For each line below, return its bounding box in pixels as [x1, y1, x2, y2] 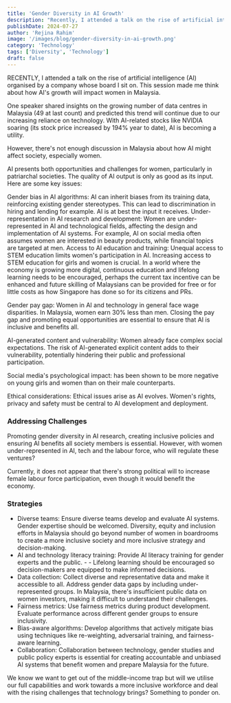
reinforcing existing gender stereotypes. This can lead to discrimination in [7, 200, 216, 208]
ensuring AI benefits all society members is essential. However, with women [7, 439, 223, 447]
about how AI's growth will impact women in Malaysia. [7, 88, 161, 96]
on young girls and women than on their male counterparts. [7, 379, 175, 387]
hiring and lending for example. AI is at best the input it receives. [7, 207, 190, 215]
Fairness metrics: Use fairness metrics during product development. [16, 602, 211, 610]
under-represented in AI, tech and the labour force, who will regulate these [7, 447, 219, 455]
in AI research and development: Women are [49, 214, 177, 223]
